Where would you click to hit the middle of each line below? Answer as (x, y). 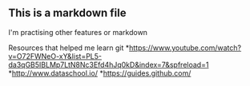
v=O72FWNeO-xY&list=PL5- (55, 56)
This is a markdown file (67, 13)
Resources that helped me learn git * (69, 48)
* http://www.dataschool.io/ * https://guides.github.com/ (100, 73)
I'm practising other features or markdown (78, 32)
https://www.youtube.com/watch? (185, 48)
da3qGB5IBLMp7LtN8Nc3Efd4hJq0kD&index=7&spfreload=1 (109, 64)
